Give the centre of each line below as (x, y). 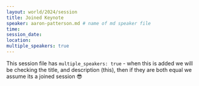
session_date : (24, 35)
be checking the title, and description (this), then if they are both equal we (99, 70)
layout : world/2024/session (42, 12)
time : (13, 29)
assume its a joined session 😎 (44, 76)
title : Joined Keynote (35, 18)
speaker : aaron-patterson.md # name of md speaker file (79, 23)
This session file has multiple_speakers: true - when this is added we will (100, 63)
